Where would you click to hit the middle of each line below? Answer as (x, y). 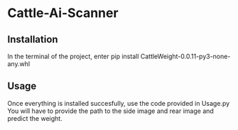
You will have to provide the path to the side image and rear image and (111, 111)
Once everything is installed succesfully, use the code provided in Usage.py (119, 103)
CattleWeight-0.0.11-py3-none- (185, 56)
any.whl (19, 64)
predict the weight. (35, 118)
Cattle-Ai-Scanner (63, 13)
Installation (33, 39)
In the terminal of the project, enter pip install (73, 56)
